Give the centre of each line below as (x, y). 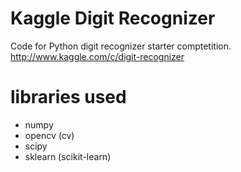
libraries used (68, 97)
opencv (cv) (49, 135)
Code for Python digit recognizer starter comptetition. (121, 46)
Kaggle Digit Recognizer (113, 18)
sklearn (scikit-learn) (68, 156)
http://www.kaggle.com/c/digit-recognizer (97, 56)
